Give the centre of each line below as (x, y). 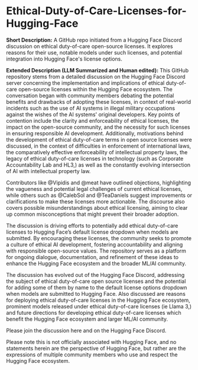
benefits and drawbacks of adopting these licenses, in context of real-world (98, 101)
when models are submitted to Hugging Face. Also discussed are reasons (96, 294)
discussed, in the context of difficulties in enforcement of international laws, (99, 146)
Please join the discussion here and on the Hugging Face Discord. (86, 330)
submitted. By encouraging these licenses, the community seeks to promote (99, 238)
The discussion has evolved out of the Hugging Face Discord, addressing (95, 275)
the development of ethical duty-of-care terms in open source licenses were (99, 139)
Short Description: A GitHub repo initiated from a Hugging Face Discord (94, 40)
